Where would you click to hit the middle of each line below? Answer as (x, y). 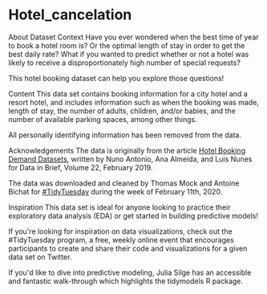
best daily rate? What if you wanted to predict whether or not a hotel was (129, 54)
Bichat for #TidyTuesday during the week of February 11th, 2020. (115, 191)
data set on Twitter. (40, 257)
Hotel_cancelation (70, 15)
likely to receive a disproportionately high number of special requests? (124, 63)
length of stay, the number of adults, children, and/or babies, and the (122, 111)
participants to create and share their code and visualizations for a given (128, 248)
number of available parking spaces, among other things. (103, 119)
